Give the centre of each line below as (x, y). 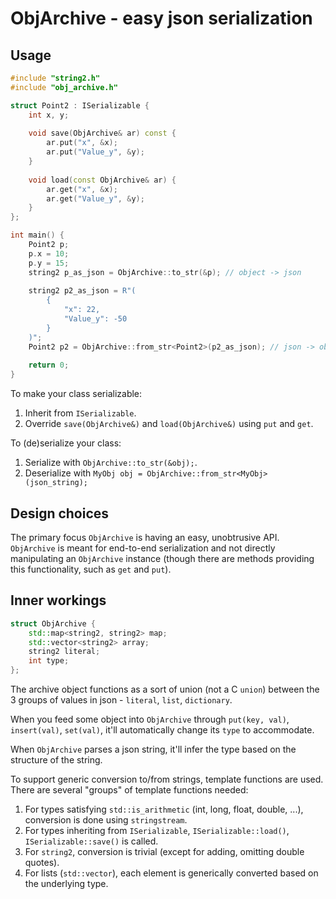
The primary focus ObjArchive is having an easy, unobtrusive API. (145, 537)
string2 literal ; (64, 652)
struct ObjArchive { (53, 623)
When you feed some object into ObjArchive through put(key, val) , (150, 719)
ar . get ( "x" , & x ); (82, 189)
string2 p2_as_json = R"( (82, 291)
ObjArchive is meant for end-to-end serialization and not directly (143, 548)
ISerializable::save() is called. (91, 841)
